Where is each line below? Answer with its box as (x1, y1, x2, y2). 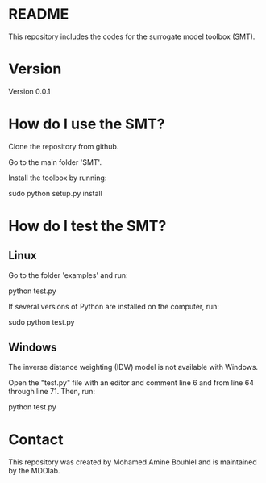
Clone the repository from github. (8, 141, 119, 151)
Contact (8, 430, 64, 448)
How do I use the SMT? (8, 115, 165, 133)
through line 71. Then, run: (8, 386, 95, 396)
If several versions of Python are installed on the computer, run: (8, 301, 220, 311)
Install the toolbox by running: (8, 173, 107, 183)
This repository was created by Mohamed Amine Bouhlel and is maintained (8, 457, 258, 467)
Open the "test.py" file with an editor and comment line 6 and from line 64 (8, 377, 254, 388)
